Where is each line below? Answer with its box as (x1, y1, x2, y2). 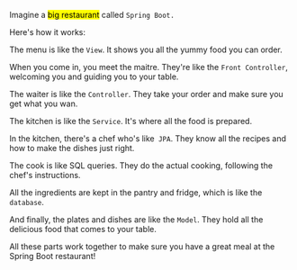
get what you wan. (9, 98, 78, 109)
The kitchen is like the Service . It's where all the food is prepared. (9, 116, 253, 126)
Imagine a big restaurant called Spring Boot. (9, 10, 175, 20)
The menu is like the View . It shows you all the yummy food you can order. (9, 44, 283, 55)
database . (9, 197, 45, 207)
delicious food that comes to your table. (9, 224, 157, 234)
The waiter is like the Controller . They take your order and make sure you (9, 89, 283, 99)
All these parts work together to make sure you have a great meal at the (9, 241, 275, 252)
